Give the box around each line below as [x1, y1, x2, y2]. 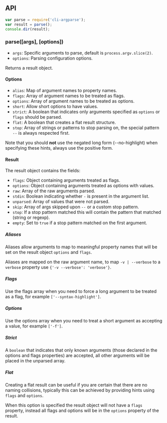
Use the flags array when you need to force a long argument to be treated [5, 288, 157, 294]
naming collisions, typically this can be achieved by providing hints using [5, 387, 155, 393]
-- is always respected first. [12, 130, 70, 136]
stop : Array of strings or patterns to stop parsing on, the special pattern [12, 125, 160, 131]
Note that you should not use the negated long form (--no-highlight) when [5, 140, 158, 146]
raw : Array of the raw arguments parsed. [12, 188, 96, 194]
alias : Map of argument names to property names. [12, 87, 117, 93]
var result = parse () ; [5, 22, 52, 27]
